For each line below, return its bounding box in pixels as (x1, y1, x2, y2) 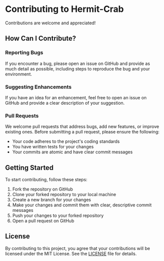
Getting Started (5, 163, 54, 172)
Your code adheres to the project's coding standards (12, 138, 120, 144)
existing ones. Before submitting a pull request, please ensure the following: (5, 129, 160, 135)
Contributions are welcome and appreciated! (5, 20, 96, 26)
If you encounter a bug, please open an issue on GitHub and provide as (5, 61, 150, 66)
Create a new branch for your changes (12, 197, 91, 203)
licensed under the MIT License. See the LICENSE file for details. (5, 251, 137, 257)
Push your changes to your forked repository (12, 212, 104, 219)
